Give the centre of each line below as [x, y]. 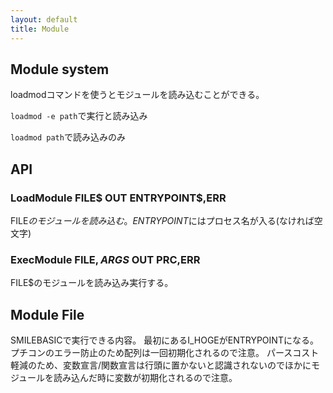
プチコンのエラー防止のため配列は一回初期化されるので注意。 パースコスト [165, 353]
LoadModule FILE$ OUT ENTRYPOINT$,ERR [118, 198]
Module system [60, 69]
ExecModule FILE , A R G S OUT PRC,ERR [105, 259]
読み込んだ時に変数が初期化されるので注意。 [145, 378]
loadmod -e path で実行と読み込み [79, 116]
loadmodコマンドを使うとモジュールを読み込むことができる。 [137, 95]
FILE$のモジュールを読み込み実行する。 [92, 283]
